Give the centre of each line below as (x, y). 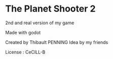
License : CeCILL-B (25, 52)
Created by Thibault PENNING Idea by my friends (57, 42)
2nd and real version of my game (40, 23)
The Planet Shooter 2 (50, 9)
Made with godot (23, 32)
